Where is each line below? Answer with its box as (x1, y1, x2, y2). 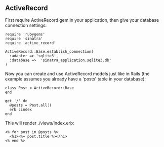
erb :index (9, 107, 32, 112)
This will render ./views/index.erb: (5, 120, 75, 126)
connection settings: (5, 22, 47, 28)
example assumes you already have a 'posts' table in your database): (5, 76, 146, 82)
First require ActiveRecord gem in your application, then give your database (5, 17, 159, 23)
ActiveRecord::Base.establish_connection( (5, 49, 94, 54)
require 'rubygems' (5, 32, 45, 37)
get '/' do (5, 98, 28, 103)
